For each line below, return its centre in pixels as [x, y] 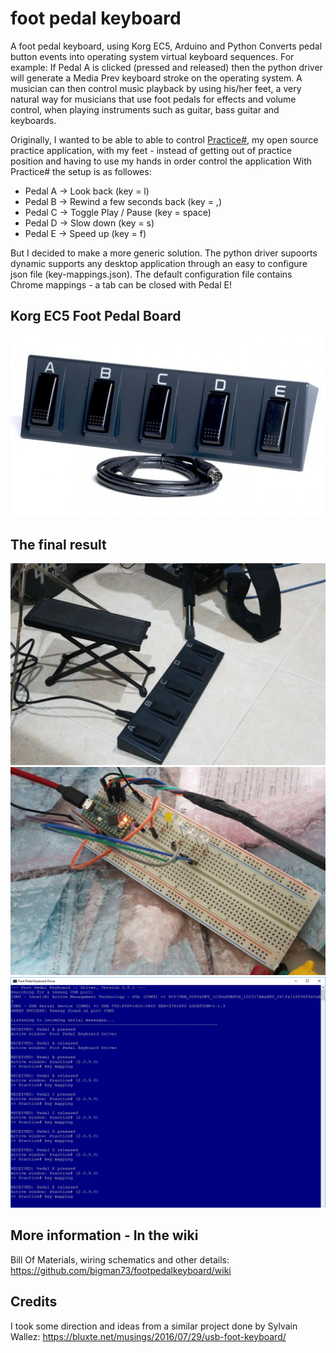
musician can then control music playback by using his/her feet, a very [156, 88]
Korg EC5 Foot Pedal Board [96, 316]
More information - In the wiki [104, 1235]
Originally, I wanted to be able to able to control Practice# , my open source [164, 139]
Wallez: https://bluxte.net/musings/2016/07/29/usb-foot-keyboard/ [148, 1336]
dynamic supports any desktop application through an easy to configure [159, 263]
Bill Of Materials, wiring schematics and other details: [120, 1259]
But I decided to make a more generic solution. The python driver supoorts [164, 253]
